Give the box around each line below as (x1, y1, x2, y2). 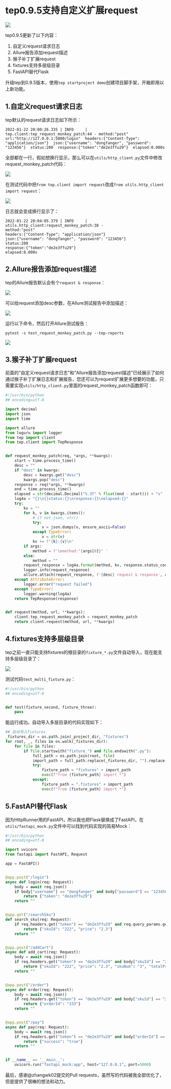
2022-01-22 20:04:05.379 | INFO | (5, 218, 88, 223)
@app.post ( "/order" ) (5, 982, 49, 987)
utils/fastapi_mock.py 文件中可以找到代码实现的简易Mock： (5, 823, 132, 829)
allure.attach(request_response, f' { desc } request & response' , (23, 572, 163, 578)
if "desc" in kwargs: (14, 467, 60, 473)
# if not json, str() (32, 515, 79, 520)
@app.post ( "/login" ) (5, 875, 49, 880)
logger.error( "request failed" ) (23, 581, 93, 587)
